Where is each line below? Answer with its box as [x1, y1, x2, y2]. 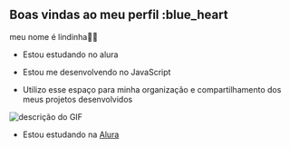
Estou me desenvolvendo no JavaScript [22, 66, 171, 77]
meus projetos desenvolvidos [22, 94, 133, 104]
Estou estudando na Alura [22, 129, 120, 140]
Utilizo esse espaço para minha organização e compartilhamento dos [22, 84, 282, 94]
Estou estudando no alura [22, 49, 119, 60]
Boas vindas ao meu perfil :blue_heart [9, 7, 228, 23]
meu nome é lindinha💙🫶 [9, 31, 98, 42]
